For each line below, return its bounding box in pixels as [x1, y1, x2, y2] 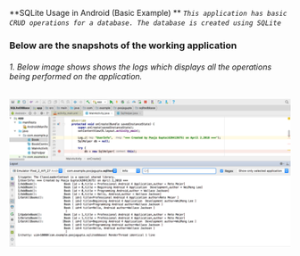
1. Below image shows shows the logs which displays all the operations [9, 62, 272, 72]
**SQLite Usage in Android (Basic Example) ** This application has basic [9, 8, 287, 18]
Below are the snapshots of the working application [9, 39, 237, 52]
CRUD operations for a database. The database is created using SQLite [9, 19, 281, 28]
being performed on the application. [9, 70, 143, 81]
